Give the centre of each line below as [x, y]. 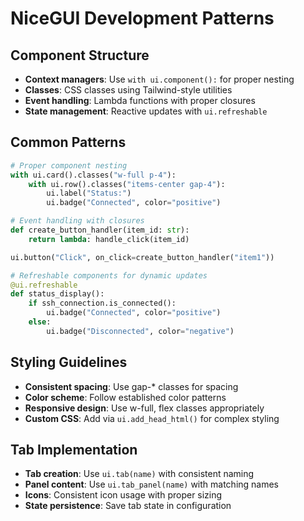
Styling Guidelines [69, 362]
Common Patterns [68, 142]
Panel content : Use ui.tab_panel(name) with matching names [152, 484]
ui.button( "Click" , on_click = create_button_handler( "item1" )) [142, 257]
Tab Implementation [74, 450]
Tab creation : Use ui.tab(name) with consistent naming [139, 474]
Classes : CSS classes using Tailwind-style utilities [128, 90]
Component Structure [80, 55]
